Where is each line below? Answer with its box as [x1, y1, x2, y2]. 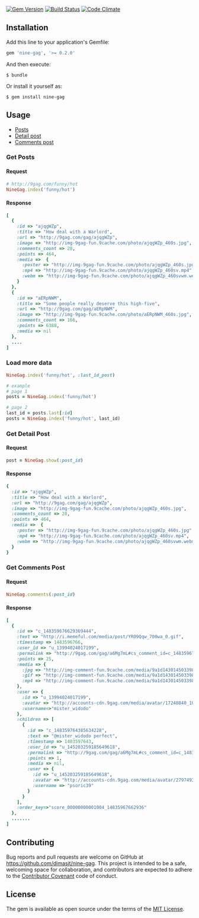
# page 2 [6, 405, 28, 411]
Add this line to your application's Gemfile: [6, 39, 110, 46]
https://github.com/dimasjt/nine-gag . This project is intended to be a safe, [6, 859, 187, 866]
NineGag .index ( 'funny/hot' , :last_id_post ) [6, 372, 115, 378]
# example [6, 383, 31, 389]
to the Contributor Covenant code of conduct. [6, 872, 118, 879]
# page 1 [6, 388, 28, 394]
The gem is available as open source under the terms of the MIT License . [6, 905, 185, 912]
